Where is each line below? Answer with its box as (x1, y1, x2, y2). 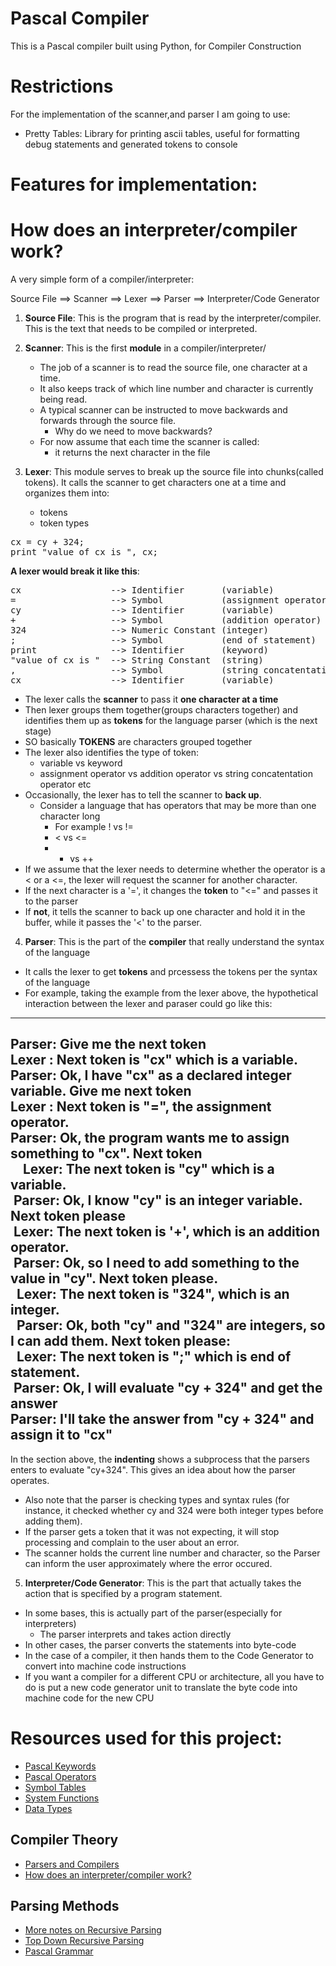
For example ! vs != (54, 821, 134, 832)
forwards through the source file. (39, 415, 177, 426)
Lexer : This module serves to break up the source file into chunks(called (24, 466, 324, 477)
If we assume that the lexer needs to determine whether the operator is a (24, 863, 326, 875)
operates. (10, 1474, 50, 1486)
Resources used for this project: (10, 1727, 283, 1749)
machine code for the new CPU (24, 1692, 155, 1704)
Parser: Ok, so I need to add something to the (13, 1255, 300, 1272)
